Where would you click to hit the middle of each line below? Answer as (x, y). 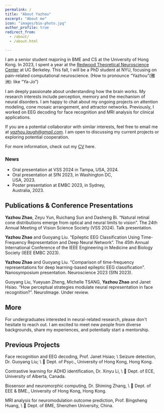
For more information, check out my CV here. (51, 146)
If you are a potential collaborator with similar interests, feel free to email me (82, 127)
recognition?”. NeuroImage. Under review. (47, 292)
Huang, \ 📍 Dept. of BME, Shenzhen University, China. (59, 406)
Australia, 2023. (28, 190)
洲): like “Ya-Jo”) (22, 81)
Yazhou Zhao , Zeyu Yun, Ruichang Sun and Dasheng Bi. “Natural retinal (77, 217)
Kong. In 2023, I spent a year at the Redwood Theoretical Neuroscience (77, 64)
